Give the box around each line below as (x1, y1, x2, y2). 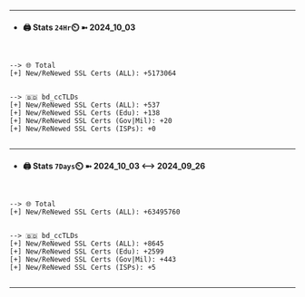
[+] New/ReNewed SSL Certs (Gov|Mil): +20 (9, 117, 172, 126)
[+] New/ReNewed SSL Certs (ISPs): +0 (9, 124, 156, 134)
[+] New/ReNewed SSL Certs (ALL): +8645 (9, 239, 165, 249)
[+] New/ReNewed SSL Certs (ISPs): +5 (9, 263, 156, 273)
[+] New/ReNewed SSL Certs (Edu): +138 (9, 109, 161, 118)
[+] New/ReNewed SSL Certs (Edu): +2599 (9, 247, 165, 256)
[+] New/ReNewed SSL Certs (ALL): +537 (9, 101, 161, 110)
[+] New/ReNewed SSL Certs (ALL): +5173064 (9, 69, 177, 78)
